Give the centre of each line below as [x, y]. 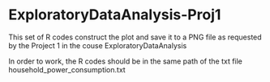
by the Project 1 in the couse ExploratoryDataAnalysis [98, 45]
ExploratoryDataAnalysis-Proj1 [115, 15]
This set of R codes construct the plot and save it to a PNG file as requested [135, 37]
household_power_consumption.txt [67, 69]
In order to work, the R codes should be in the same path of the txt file [126, 61]
